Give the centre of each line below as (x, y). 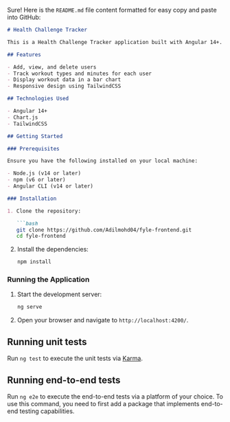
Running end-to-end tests (64, 380)
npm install (34, 262)
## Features (24, 54)
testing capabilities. (47, 411)
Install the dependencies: (53, 249)
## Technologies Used (38, 99)
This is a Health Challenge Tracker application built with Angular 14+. (115, 42)
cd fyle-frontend (41, 236)
